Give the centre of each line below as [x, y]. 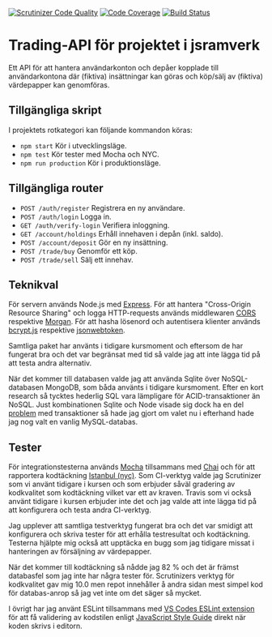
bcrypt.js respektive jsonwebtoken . [67, 330]
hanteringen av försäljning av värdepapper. [80, 552]
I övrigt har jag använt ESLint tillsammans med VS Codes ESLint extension [132, 609]
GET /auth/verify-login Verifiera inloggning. [95, 225]
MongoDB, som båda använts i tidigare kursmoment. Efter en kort [155, 387]
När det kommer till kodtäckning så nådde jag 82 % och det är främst [124, 567]
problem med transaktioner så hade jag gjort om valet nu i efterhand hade [132, 413]
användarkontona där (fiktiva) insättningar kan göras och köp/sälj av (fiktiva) [136, 76]
